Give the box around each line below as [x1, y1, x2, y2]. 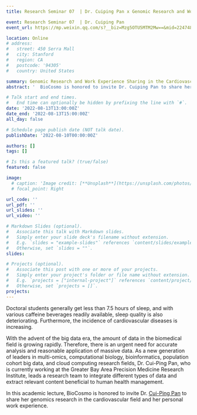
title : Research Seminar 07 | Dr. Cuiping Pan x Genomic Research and [6, 8, 185, 15]
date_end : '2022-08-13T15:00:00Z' [6, 111, 91, 117]
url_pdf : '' [6, 202, 35, 208]
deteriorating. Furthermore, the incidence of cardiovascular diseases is [6, 317, 178, 324]
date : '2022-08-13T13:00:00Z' [6, 106, 80, 111]
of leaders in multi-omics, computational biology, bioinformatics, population [6, 353, 189, 360]
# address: [6, 40, 33, 47]
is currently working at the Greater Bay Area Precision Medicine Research [6, 366, 184, 373]
